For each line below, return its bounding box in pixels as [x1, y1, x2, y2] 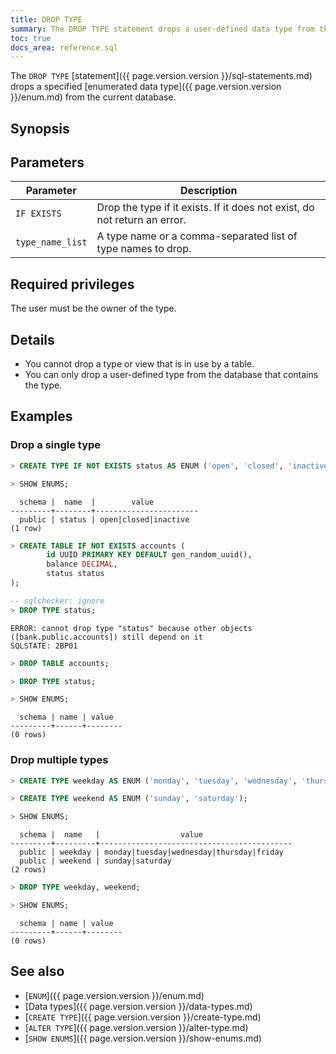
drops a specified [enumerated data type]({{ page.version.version [10, 81, 282, 93]
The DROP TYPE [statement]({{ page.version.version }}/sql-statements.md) [10, 70, 313, 82]
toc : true [10, 33, 52, 43]
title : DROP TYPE [10, 14, 83, 25]
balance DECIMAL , [46, 559, 118, 570]
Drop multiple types [10, 753, 109, 767]
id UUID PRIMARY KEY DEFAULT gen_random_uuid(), [46, 550, 253, 560]
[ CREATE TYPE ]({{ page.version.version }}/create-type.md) [24, 1011, 262, 1023]
